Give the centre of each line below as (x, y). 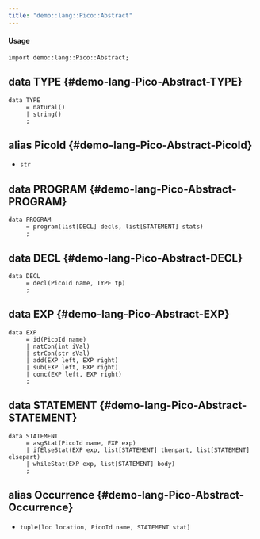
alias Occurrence (52, 495)
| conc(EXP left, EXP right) (74, 374)
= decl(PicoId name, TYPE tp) (76, 283)
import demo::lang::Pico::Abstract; (69, 57)
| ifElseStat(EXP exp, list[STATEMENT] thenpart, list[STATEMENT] (138, 450)
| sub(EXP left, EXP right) (72, 367)
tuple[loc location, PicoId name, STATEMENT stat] (105, 527)
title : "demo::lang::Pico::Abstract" (71, 15)
